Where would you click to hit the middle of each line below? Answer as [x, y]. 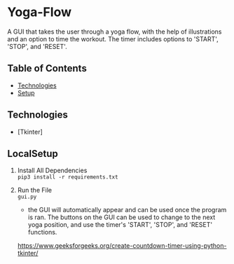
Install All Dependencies [52, 171]
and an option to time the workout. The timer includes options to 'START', [113, 39]
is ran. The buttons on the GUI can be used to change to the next [122, 217]
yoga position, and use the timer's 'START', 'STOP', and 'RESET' [120, 225]
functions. [42, 232]
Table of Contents [47, 68]
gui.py [27, 197]
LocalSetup [33, 154]
